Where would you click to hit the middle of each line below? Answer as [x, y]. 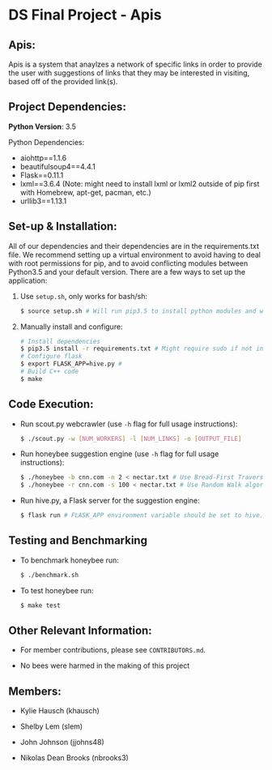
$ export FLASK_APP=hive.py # [71, 364]
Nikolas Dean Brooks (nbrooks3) [74, 758]
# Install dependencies [60, 341]
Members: [35, 691]
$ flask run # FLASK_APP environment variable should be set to [131, 515]
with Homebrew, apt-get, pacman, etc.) [85, 192]
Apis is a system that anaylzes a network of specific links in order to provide [136, 64]
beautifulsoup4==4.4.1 [57, 166]
